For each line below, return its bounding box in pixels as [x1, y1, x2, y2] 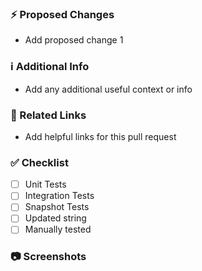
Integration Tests [24, 190, 95, 202]
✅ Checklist [10, 155, 69, 169]
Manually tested [24, 223, 92, 236]
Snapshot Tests [24, 201, 90, 213]
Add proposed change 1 [24, 34, 124, 46]
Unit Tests [24, 178, 67, 191]
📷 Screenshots [10, 250, 87, 264]
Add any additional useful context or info [24, 83, 193, 95]
